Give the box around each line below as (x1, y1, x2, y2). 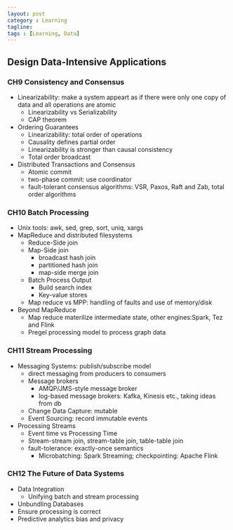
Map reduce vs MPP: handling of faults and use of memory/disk (27, 298, 213, 306)
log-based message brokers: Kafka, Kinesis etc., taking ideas (38, 392, 216, 400)
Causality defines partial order (27, 138, 116, 146)
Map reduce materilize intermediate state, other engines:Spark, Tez (27, 314, 223, 322)
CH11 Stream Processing (7, 346, 93, 356)
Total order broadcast (27, 153, 91, 161)
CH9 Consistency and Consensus (7, 77, 125, 86)
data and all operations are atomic (17, 100, 116, 109)
